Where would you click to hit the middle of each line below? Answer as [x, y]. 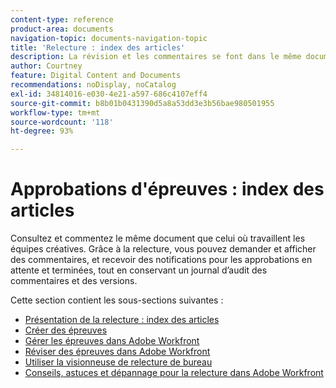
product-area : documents [62, 29]
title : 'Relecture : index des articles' [98, 47]
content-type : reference [62, 19]
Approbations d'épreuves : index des [167, 189]
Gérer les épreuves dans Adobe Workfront [112, 341]
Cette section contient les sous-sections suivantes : [117, 300]
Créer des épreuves [66, 330]
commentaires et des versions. [74, 281]
